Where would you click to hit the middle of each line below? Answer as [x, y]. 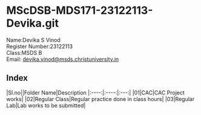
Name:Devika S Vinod [33, 40]
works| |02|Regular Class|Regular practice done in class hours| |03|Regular [100, 99]
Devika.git [33, 23]
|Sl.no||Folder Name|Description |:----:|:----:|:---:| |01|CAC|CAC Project [95, 92]
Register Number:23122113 [40, 46]
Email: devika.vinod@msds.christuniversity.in [63, 59]
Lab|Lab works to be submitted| [46, 105]
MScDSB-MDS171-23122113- [80, 11]
